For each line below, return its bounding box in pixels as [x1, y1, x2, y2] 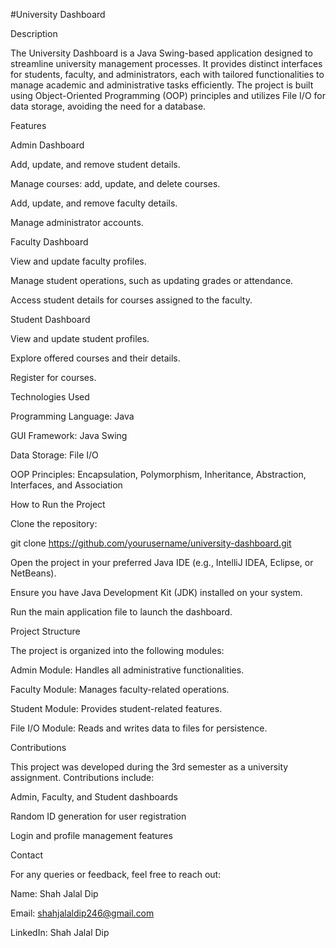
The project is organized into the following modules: [10, 645, 225, 656]
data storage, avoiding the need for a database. [10, 100, 207, 112]
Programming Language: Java [10, 410, 135, 422]
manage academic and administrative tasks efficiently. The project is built [10, 79, 314, 91]
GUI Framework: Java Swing [10, 430, 128, 441]
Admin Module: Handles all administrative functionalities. [10, 664, 245, 676]
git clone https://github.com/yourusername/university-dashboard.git [10, 537, 292, 549]
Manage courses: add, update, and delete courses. [10, 178, 221, 189]
